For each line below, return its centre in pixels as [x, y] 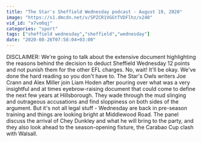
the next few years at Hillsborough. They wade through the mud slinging [96, 95]
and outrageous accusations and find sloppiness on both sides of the [93, 102]
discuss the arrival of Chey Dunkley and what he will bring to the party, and [100, 121]
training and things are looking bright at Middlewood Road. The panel [93, 114]
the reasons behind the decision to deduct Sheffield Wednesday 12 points [98, 63]
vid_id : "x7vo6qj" [29, 23]
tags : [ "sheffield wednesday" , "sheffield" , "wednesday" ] [78, 34]
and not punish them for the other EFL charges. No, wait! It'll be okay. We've [101, 69]
